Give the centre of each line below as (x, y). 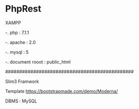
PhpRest (23, 9)
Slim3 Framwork (22, 81)
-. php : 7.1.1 (17, 32)
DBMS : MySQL (21, 101)
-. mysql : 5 (17, 52)
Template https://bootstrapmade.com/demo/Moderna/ (62, 91)
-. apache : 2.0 (21, 42)
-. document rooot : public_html (38, 62)
